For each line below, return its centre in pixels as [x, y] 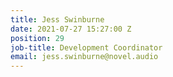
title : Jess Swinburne [57, 19]
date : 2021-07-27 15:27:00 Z [71, 29]
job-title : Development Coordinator [86, 47]
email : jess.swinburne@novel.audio [84, 57]
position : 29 [37, 38]
